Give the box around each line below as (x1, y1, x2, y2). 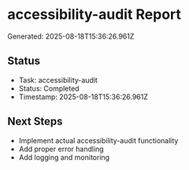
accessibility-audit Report (7, 6, 182, 24)
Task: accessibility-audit (18, 75, 98, 84)
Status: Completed (18, 83, 80, 93)
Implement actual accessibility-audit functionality (18, 135, 179, 145)
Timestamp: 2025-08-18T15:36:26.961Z (18, 92, 149, 102)
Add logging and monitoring (18, 152, 110, 162)
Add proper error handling (18, 144, 104, 153)
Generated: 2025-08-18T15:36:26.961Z (7, 31, 135, 41)
